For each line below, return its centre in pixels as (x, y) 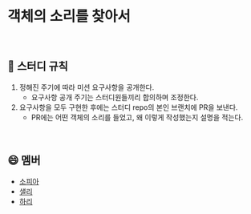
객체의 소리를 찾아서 (69, 16)
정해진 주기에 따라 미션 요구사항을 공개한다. (87, 87)
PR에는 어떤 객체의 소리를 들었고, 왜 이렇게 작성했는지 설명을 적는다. (137, 117)
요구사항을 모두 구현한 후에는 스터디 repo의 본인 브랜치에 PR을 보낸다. (128, 107)
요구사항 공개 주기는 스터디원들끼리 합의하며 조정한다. (115, 97)
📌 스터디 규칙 (38, 66)
